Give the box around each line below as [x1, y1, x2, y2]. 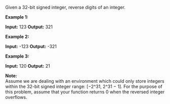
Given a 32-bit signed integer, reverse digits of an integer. [5, 5, 125, 10]
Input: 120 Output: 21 [5, 63, 51, 69]
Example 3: [5, 53, 29, 59]
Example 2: [5, 34, 29, 39]
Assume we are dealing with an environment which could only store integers [5, 78, 164, 84]
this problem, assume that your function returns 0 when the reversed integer [5, 89, 165, 95]
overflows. [5, 94, 27, 100]
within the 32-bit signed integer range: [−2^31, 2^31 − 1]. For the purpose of [5, 83, 163, 89]
